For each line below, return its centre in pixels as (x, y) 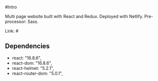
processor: (16, 22)
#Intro (11, 7)
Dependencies (27, 46)
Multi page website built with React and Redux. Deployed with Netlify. (74, 16)
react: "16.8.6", (27, 58)
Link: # (12, 31)
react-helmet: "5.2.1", (33, 68)
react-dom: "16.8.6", (32, 63)
